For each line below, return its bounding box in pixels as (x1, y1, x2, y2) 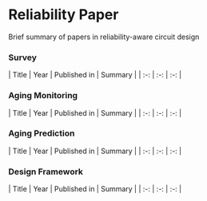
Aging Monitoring (8, 90, 78, 101)
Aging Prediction (8, 128, 75, 139)
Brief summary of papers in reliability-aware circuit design (8, 32, 200, 41)
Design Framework (8, 166, 84, 177)
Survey (8, 52, 38, 63)
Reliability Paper (8, 6, 119, 24)
